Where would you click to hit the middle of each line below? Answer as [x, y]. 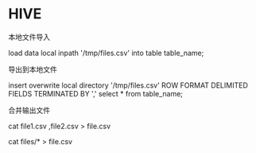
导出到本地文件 [33, 69]
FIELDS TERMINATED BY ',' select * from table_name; [96, 93]
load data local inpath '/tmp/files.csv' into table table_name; [106, 53]
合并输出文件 [29, 110]
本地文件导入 [29, 37]
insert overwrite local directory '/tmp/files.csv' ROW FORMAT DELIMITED [128, 85]
